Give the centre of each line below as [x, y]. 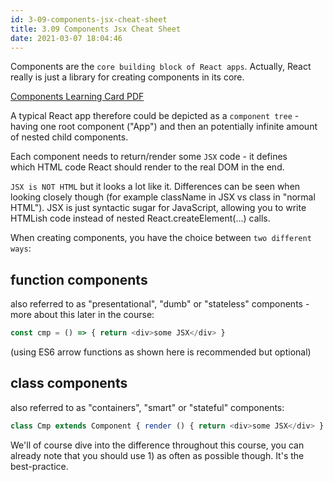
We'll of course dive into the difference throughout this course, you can [157, 445]
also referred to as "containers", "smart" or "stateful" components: [147, 407]
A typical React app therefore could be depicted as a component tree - [155, 116]
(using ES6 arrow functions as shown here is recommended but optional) [161, 352]
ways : [21, 248]
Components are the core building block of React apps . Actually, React [161, 67]
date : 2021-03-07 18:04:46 [66, 38]
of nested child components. [69, 137]
